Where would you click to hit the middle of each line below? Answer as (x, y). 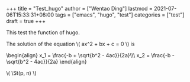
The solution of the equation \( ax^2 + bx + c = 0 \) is (70, 44)
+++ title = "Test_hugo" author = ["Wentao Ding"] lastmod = (79, 9)
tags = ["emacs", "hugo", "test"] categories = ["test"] (120, 15)
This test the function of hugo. (43, 32)
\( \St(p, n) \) (21, 73)
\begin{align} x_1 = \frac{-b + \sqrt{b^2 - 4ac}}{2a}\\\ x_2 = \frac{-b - (90, 55)
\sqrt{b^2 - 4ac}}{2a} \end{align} (46, 62)
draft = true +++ (26, 21)
